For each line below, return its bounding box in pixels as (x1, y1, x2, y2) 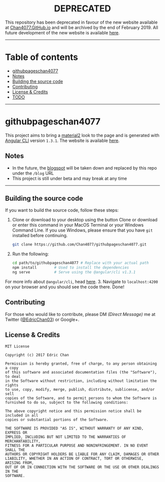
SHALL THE (5, 447, 26, 452)
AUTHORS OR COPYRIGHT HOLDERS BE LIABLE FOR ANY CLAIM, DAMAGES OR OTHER (5, 451, 160, 456)
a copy (5, 365, 19, 370)
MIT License (5, 344, 29, 349)
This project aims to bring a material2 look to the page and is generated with (5, 132, 160, 138)
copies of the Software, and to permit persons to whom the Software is (5, 395, 157, 401)
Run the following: (12, 251, 49, 257)
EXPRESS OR (5, 430, 27, 435)
